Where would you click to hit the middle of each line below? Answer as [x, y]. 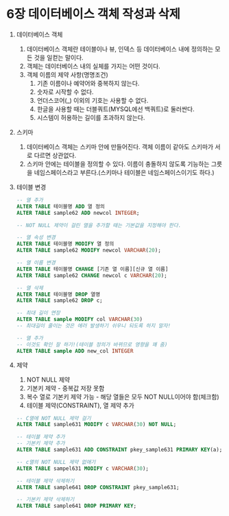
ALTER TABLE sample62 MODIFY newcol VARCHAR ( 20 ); [89, 250]
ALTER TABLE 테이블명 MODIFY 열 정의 [65, 244]
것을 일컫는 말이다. [59, 57]
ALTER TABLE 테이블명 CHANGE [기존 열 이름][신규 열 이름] [92, 269]
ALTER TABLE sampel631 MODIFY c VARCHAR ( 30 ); [82, 468]
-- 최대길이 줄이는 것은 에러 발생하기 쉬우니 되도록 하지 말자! [94, 326]
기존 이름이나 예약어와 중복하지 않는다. [88, 83]
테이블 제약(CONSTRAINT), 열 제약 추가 [80, 405]
